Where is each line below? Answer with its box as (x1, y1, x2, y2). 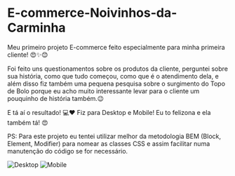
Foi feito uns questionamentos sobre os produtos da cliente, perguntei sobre (7, 65, 228, 73)
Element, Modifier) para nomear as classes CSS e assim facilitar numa (7, 139, 210, 148)
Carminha (7, 20, 66, 36)
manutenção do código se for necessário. (7, 147, 128, 155)
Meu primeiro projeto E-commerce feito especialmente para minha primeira (7, 43, 226, 51)
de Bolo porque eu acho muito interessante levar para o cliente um (7, 86, 200, 95)
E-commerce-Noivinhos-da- (7, 5, 177, 21)
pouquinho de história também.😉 (7, 94, 104, 102)
